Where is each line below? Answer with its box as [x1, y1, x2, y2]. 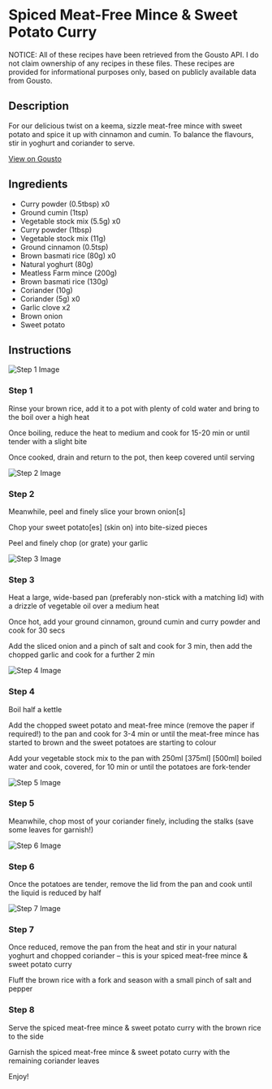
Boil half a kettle [8, 704, 63, 714]
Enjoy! [8, 1071, 30, 1081]
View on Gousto [8, 153, 63, 163]
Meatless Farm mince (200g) [19, 268, 118, 278]
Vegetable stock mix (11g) [19, 233, 106, 243]
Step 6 [8, 861, 35, 872]
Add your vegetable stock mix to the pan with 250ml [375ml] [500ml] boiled [8, 753, 262, 763]
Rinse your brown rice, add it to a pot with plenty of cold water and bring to [8, 404, 260, 413]
